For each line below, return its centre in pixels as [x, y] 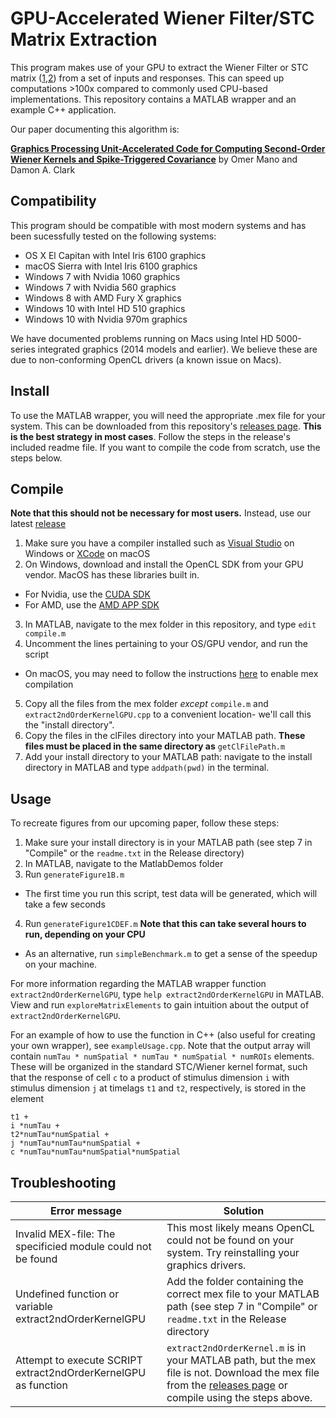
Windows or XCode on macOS [87, 554]
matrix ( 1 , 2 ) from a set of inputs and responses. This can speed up [147, 78]
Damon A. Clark [43, 169]
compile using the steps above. [239, 1397]
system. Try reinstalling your [233, 1252]
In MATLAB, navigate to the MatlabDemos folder [124, 864]
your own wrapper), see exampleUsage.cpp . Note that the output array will [160, 1046]
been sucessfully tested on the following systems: [113, 236]
